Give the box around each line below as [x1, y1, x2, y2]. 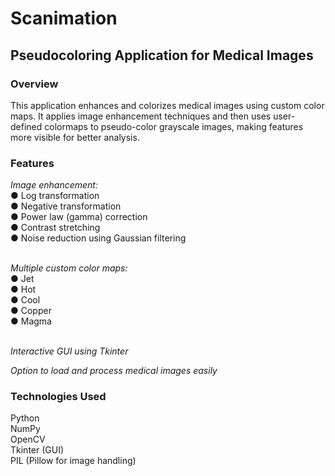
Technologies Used [10, 390, 107, 404]
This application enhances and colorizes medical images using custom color [10, 99, 325, 111]
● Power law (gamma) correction [10, 211, 148, 223]
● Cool [10, 294, 41, 306]
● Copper [10, 305, 52, 317]
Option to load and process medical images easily [10, 365, 218, 377]
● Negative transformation [10, 200, 122, 212]
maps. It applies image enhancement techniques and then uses [10, 110, 272, 122]
